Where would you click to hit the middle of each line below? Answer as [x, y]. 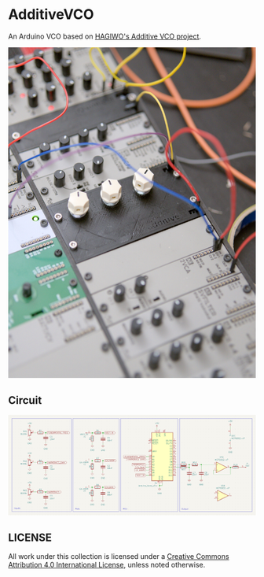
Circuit [25, 400]
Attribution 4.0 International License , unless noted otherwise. [107, 565]
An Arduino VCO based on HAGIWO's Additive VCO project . [105, 36]
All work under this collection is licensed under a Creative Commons [119, 557]
